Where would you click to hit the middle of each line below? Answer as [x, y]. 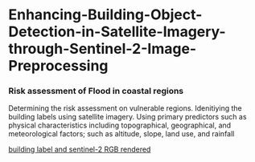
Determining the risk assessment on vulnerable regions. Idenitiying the [125, 108]
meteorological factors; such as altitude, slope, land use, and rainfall [121, 134]
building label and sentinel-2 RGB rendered [80, 149]
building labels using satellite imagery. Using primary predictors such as [127, 117]
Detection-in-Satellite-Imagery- [117, 32]
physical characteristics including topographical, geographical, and [120, 125]
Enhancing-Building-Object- [105, 15]
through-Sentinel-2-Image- [103, 49]
